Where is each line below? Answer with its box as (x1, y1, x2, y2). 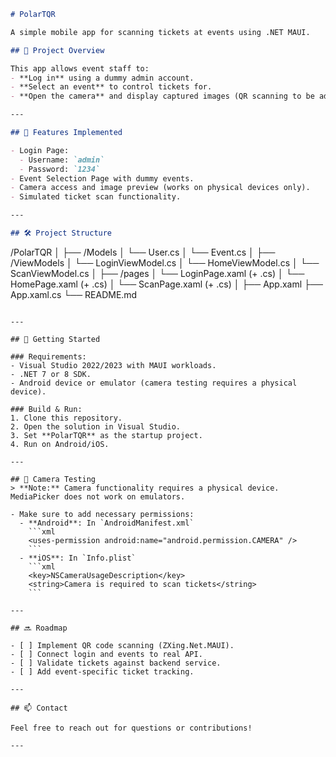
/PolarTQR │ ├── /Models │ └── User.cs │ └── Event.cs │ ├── (10, 246, 276, 258)
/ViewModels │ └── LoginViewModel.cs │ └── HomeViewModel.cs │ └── (10, 256, 320, 269)
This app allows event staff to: (10, 63, 150, 74)
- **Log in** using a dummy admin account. (10, 73, 195, 83)
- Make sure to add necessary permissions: (10, 509, 195, 519)
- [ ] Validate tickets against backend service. (10, 658, 222, 668)
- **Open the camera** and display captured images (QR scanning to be (10, 91, 315, 102)
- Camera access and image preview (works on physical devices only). (10, 183, 311, 193)
